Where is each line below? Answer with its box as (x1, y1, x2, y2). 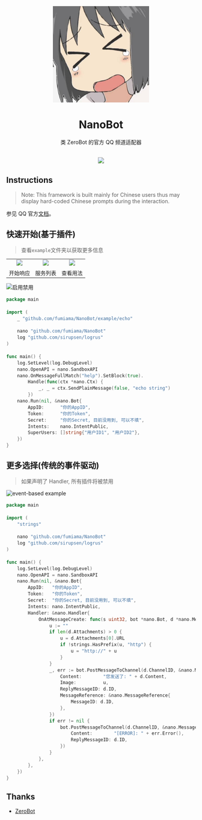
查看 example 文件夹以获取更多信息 (20, 246, 103, 253)
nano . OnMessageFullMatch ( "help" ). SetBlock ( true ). (17, 372, 144, 378)
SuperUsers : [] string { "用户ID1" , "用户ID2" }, (28, 430, 140, 436)
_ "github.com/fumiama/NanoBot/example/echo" (17, 315, 133, 321)
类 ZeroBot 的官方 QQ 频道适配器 (60, 138, 142, 146)
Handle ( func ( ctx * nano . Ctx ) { (28, 379, 103, 385)
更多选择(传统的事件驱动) (6, 460, 99, 471)
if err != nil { (49, 718, 90, 724)
